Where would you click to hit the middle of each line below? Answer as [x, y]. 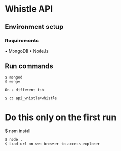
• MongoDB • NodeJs [27, 51]
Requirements [22, 41]
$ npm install [18, 131]
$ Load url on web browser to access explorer [53, 144]
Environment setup [34, 27]
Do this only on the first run [61, 117]
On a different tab [25, 90]
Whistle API [29, 9]
